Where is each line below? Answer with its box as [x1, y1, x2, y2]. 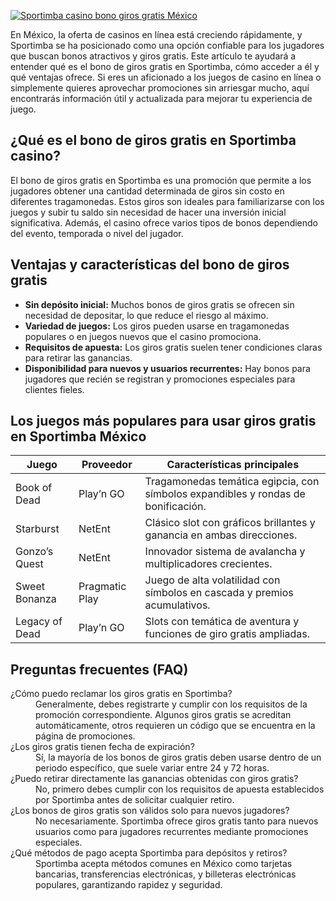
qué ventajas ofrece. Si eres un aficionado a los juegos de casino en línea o [10, 71, 322, 83]
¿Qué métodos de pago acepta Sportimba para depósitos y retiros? [10, 847, 288, 859]
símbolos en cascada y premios [144, 586, 294, 600]
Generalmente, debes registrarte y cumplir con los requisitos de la [35, 698, 308, 710]
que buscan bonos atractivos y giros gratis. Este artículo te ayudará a [10, 50, 297, 62]
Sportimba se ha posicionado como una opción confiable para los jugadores [10, 40, 325, 51]
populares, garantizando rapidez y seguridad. [35, 879, 223, 891]
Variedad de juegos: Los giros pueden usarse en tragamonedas [24, 320, 290, 332]
